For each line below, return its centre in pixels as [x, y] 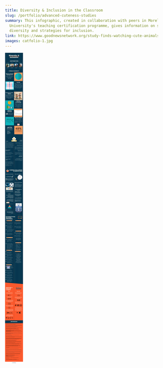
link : [10, 36]
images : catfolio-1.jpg [29, 41]
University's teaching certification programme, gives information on [82, 26]
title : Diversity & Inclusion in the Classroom [54, 10]
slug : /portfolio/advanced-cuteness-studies [51, 15]
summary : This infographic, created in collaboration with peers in [76, 20]
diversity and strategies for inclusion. [52, 31]
